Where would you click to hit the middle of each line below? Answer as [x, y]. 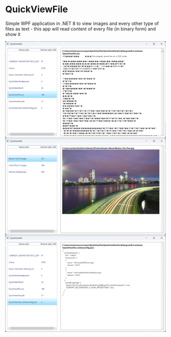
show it [13, 34]
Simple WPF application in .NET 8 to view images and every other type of [82, 23]
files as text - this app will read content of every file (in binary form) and [81, 28]
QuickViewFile [37, 9]
